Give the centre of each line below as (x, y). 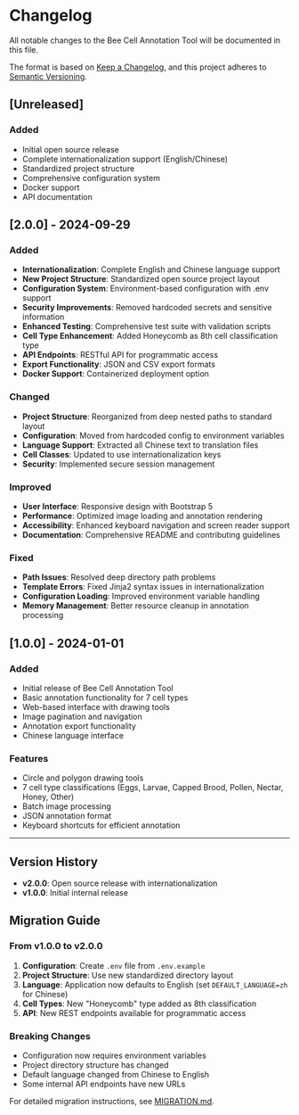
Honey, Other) (48, 797)
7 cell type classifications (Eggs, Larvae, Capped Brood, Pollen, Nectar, (153, 788)
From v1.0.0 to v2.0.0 (57, 946)
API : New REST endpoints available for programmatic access (134, 1012)
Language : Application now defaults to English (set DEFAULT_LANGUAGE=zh (155, 984)
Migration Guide (55, 921)
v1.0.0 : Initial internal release (75, 892)
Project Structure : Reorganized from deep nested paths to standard (147, 417)
